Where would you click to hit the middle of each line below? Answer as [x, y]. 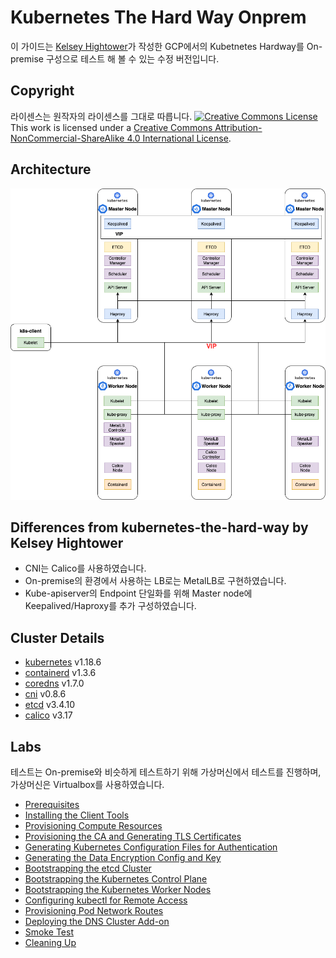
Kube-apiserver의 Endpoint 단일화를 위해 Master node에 [138, 593]
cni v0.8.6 [45, 694]
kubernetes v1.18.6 [63, 662]
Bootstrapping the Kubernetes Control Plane [116, 879]
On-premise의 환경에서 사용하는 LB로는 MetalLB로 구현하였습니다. [155, 581]
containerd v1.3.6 [60, 673]
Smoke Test [49, 932]
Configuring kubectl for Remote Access [106, 900]
